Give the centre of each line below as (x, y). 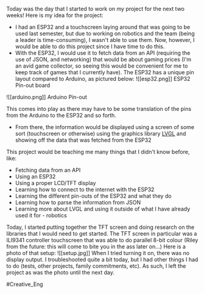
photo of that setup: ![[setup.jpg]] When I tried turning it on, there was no (98, 253)
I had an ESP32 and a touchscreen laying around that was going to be (103, 27)
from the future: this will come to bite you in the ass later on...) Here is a (96, 247)
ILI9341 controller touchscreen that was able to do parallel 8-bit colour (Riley (102, 240)
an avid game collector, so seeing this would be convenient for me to (101, 66)
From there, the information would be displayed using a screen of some (105, 127)
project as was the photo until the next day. (60, 272)
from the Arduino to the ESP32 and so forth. (62, 115)
